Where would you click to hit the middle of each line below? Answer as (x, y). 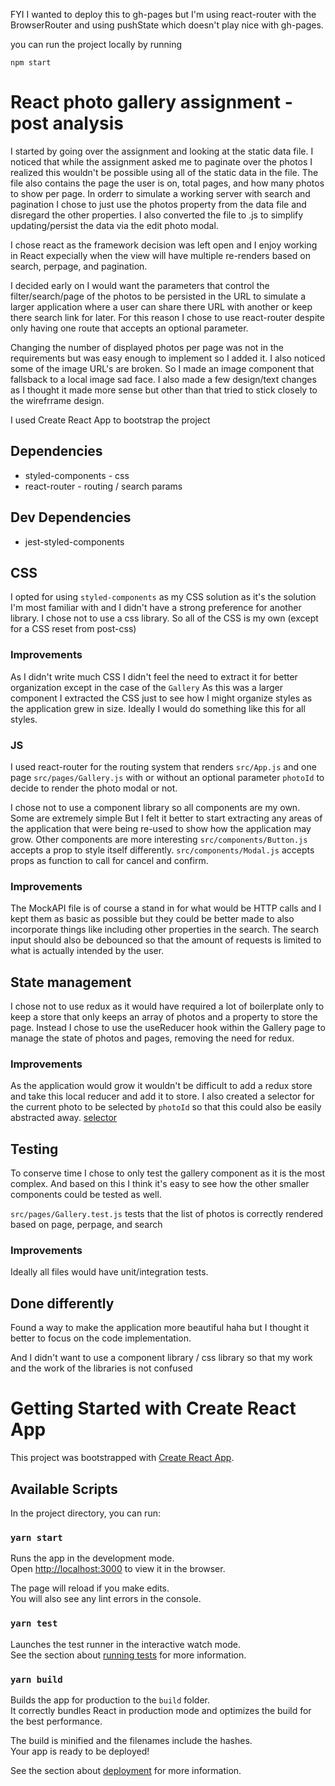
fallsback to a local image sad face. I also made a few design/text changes (163, 379)
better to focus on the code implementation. (101, 1338)
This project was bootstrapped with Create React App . (122, 1458)
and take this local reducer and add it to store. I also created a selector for (162, 1096)
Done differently (62, 1303)
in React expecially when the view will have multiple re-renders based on (160, 255)
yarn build (36, 1679)
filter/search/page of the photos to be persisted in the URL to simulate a (158, 296)
